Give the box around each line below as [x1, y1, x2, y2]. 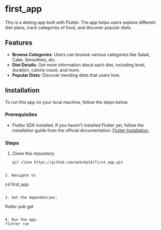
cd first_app [5, 181, 29, 187]
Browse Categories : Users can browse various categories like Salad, [12, 51, 150, 57]
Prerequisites [5, 111, 37, 118]
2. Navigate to [5, 173, 36, 178]
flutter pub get [5, 204, 34, 210]
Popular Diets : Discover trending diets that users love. [12, 72, 121, 78]
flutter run [5, 222, 29, 227]
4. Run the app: [5, 217, 38, 222]
